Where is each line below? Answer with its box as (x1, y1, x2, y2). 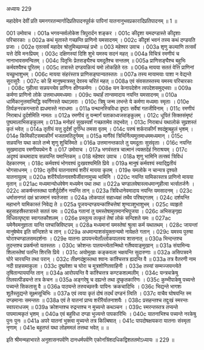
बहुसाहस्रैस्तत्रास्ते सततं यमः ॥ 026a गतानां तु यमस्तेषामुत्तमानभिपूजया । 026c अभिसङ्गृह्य (6, 208, 182, 215)
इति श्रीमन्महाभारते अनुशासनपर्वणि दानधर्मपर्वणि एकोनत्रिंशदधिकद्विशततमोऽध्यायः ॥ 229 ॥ (6, 336, 175, 343)
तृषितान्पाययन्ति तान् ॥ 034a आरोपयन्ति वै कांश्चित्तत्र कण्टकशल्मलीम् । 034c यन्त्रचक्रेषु (6, 269, 178, 276)
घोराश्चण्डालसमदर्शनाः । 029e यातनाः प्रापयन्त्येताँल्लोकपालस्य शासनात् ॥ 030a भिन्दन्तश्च (6, 235, 182, 242)
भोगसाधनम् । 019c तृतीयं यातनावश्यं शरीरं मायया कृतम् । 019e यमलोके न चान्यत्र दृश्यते (6, 167, 178, 173)
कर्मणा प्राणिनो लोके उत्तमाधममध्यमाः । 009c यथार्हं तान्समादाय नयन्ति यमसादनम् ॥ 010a (6, 91, 177, 98)
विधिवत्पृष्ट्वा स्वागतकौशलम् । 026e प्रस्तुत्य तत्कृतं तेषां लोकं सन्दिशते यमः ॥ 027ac (6, 214, 171, 222)
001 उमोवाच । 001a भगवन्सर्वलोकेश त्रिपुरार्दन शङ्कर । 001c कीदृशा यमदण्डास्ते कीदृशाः (6, 30, 181, 37)
